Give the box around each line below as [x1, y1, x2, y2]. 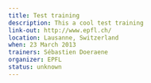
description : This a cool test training [8, 19, 145, 27]
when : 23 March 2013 [8, 41, 77, 49]
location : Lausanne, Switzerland [8, 33, 119, 42]
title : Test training [8, 11, 80, 20]
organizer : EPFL [8, 56, 62, 64]
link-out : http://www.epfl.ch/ [8, 26, 112, 34]
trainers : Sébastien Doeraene [8, 48, 109, 56]
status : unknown [8, 63, 62, 71]
